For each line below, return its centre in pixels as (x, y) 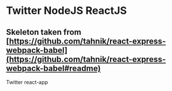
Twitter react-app (27, 82)
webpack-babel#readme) (54, 68)
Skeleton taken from (44, 32)
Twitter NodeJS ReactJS (66, 11)
